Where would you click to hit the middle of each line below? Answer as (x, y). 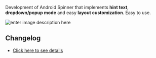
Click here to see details (38, 50)
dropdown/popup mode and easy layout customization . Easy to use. (78, 13)
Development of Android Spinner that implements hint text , (67, 7)
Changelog (23, 38)
